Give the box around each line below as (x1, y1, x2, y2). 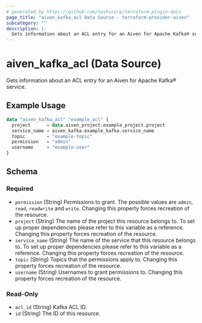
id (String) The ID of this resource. (14, 310, 101, 317)
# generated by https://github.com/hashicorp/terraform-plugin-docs (6, 8, 182, 15)
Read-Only (6, 289, 39, 298)
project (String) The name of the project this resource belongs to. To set (14, 217, 195, 225)
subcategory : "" (6, 20, 47, 26)
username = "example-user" (11, 145, 90, 151)
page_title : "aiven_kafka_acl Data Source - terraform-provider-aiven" (6, 14, 189, 20)
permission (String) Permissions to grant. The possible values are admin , (14, 198, 194, 205)
